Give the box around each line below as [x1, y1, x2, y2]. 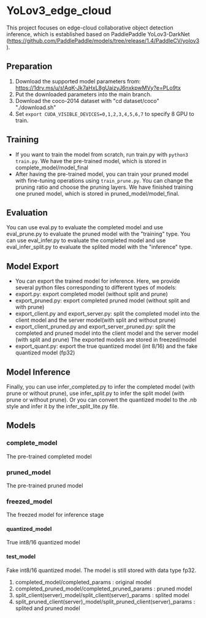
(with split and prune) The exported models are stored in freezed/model [15, 336, 197, 343]
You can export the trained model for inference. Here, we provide [15, 277, 180, 285]
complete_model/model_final [15, 164, 89, 171]
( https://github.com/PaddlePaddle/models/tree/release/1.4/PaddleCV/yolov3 [6, 37, 200, 44]
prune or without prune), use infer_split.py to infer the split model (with [6, 390, 185, 397]
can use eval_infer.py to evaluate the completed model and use [6, 237, 166, 244]
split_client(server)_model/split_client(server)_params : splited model [15, 591, 189, 598]
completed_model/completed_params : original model [15, 578, 151, 586]
